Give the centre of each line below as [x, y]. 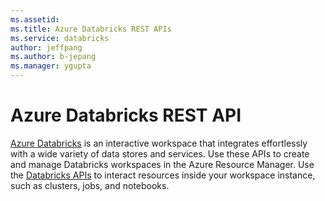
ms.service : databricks [60, 38]
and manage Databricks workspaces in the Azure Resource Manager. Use [162, 164]
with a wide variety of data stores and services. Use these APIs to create [160, 153]
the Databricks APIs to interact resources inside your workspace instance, [163, 175]
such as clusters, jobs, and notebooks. [90, 185]
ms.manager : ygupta [51, 66]
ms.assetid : [35, 19]
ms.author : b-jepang [53, 57]
